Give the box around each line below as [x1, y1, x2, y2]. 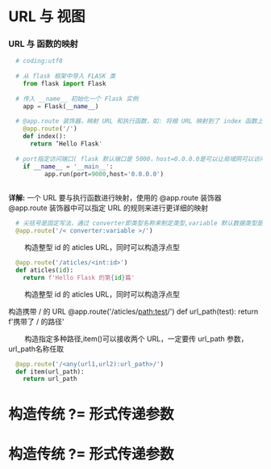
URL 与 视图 [8, 7, 85, 26]
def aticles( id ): [15, 266, 74, 274]
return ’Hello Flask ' [29, 140, 103, 148]
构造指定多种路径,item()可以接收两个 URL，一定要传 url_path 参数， [23, 333, 248, 344]
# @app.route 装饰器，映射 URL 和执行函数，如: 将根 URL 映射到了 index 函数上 [15, 117, 264, 125]
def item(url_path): [15, 367, 85, 376]
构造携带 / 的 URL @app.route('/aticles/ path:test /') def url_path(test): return [8, 306, 259, 316]
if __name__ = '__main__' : [23, 163, 114, 171]
